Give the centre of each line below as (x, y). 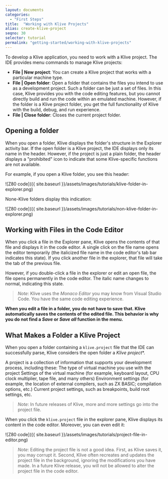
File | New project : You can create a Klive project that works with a (82, 72)
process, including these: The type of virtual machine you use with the (78, 368)
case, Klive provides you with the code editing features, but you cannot (86, 93)
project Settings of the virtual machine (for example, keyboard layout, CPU (82, 373)
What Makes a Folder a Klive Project (63, 335)
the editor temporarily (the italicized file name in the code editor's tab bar (81, 253)
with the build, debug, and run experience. (56, 109)
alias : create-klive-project (36, 29)
